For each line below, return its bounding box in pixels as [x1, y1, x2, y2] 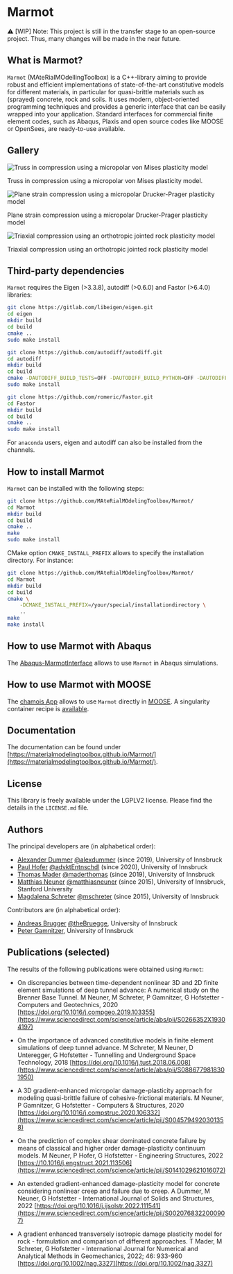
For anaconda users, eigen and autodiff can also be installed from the [7, 438, 202, 447]
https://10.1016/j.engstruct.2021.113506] [19, 1158, 132, 1167]
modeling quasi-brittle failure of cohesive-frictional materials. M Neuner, [17, 1093, 224, 1102]
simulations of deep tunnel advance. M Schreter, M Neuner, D [17, 1043, 194, 1052]
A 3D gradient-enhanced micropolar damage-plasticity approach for [17, 1086, 213, 1094]
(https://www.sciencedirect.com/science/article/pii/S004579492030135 [17, 1115, 224, 1124]
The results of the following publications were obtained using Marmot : [7, 965, 205, 973]
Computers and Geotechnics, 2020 [17, 1000, 119, 1009]
